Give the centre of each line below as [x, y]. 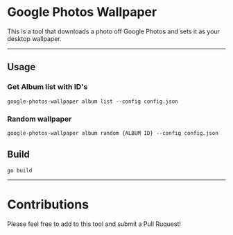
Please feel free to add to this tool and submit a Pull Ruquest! [94, 224]
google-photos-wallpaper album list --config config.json [93, 102]
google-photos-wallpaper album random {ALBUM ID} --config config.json [113, 133]
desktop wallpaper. [34, 38]
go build [20, 170]
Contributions [48, 204]
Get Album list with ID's [48, 87]
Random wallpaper [40, 119]
